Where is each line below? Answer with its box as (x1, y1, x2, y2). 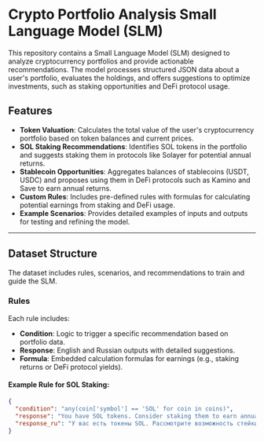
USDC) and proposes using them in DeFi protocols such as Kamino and (19, 175, 251, 184)
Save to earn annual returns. (19, 183, 112, 193)
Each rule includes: (8, 313, 71, 323)
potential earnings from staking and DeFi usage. (19, 200, 175, 210)
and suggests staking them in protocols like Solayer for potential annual (19, 150, 251, 159)
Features (8, 104, 53, 118)
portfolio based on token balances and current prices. (19, 133, 194, 143)
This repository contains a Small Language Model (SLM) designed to (8, 48, 230, 57)
